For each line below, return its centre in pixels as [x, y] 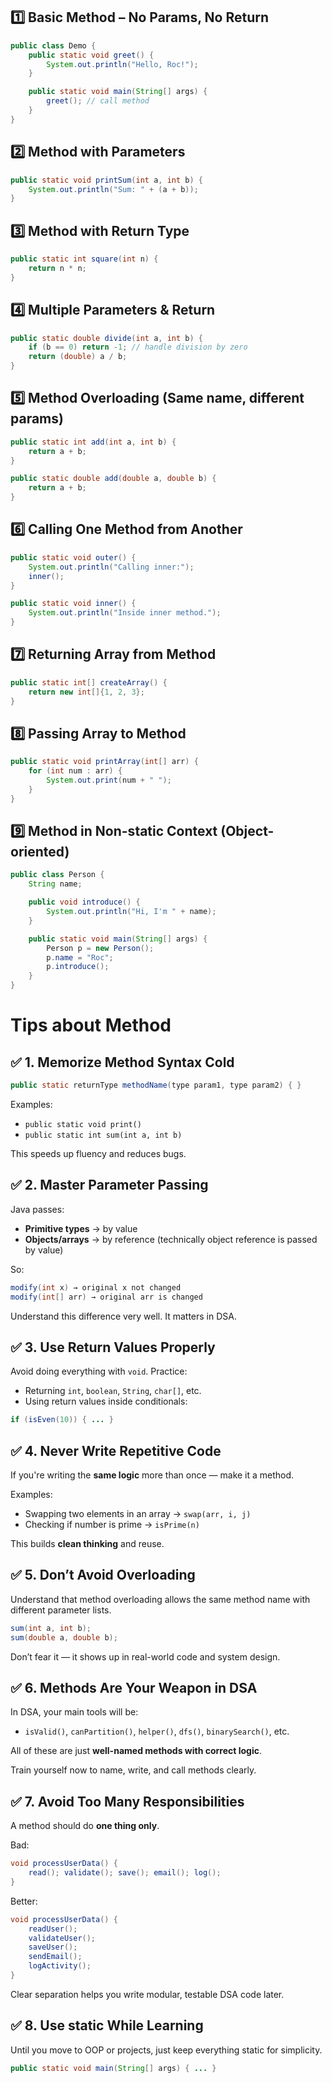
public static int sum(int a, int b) [103, 1135]
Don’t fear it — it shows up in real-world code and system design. [145, 1656]
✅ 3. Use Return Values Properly [113, 1347]
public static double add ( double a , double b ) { [113, 479]
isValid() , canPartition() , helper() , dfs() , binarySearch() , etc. [157, 1731]
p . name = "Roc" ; [80, 957]
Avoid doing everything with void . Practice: [99, 1371]
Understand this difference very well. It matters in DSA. [123, 1316]
